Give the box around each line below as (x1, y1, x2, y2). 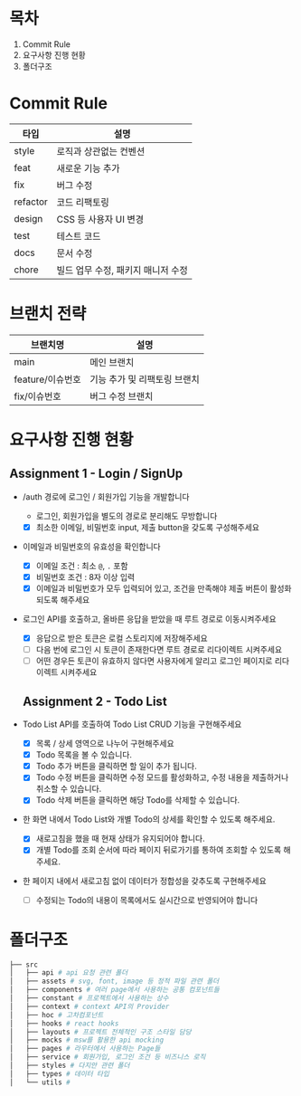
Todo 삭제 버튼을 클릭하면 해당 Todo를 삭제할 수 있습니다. (35, 795, 240, 805)
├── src (9, 960, 39, 969)
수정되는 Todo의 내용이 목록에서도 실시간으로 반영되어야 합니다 (35, 894, 259, 905)
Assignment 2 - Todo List (22, 693, 167, 709)
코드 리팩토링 (56, 195, 110, 208)
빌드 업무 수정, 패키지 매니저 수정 (56, 263, 188, 276)
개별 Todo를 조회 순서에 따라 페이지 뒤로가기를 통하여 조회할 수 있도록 (35, 844, 282, 855)
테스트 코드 (56, 230, 101, 243)
